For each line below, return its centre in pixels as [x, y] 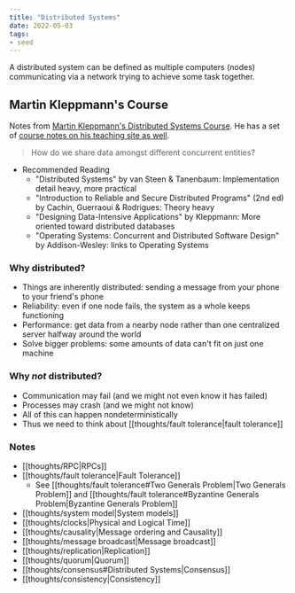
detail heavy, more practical [86, 189]
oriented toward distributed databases [105, 226]
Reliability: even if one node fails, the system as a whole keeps [136, 306]
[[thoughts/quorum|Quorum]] [76, 560]
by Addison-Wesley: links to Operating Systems [122, 246]
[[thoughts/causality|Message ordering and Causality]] [122, 532]
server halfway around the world [82, 334]
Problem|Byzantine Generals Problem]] [107, 503]
